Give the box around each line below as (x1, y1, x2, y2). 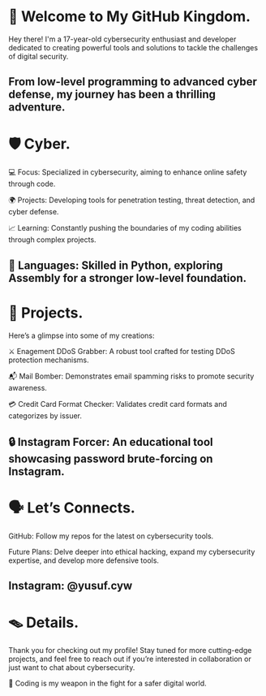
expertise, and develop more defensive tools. (8, 556, 160, 565)
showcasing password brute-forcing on (8, 452, 213, 465)
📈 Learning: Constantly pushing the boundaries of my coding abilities (8, 223, 242, 233)
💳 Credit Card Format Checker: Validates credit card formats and (8, 399, 227, 409)
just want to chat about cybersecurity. (8, 663, 135, 672)
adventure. (8, 101, 66, 115)
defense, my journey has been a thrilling (8, 88, 217, 102)
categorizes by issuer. (8, 410, 83, 421)
